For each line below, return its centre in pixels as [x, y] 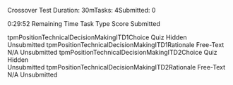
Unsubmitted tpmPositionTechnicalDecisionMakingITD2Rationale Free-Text [116, 67]
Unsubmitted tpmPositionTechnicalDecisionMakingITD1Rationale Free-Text [116, 45]
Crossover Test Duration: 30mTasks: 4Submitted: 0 [82, 10]
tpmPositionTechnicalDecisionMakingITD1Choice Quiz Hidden [97, 37]
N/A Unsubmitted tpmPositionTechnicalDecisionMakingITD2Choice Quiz [112, 52]
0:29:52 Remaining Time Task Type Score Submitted [84, 24]
